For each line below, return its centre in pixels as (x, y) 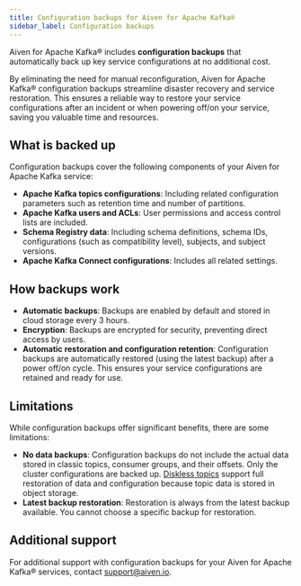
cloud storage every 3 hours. (76, 320)
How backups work (64, 289)
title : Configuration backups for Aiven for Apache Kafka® (122, 18)
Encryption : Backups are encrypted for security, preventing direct (145, 330)
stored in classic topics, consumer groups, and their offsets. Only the (150, 464)
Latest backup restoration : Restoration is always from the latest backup (156, 502)
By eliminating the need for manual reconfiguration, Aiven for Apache (137, 78)
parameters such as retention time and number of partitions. (134, 203)
